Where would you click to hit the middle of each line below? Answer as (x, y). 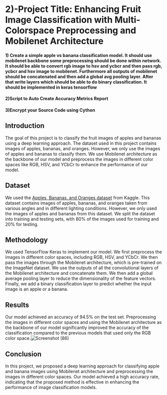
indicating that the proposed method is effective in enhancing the (72, 382)
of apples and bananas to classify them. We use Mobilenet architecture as (81, 154)
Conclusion (23, 354)
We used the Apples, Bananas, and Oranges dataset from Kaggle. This (78, 197)
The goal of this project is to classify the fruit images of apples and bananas (83, 138)
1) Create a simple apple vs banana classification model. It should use (79, 55)
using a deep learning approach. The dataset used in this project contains (81, 143)
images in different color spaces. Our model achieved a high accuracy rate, (83, 377)
